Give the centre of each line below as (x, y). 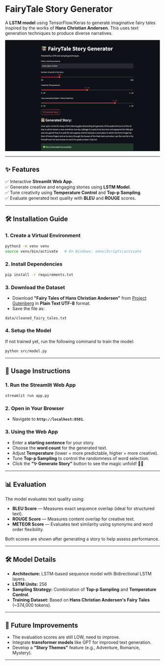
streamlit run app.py (27, 396)
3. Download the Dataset (35, 287)
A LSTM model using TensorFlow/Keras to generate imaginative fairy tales (80, 23)
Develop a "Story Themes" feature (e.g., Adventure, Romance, (76, 648)
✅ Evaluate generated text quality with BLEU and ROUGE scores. (71, 198)
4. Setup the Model (28, 331)
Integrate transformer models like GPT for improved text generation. (82, 642)
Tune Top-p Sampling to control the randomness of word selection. (81, 458)
